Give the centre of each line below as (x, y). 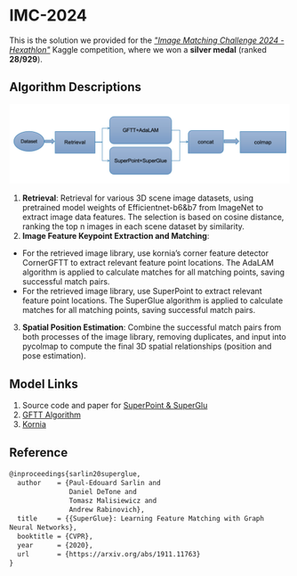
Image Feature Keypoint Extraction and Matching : (116, 236)
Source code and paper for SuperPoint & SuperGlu (115, 406)
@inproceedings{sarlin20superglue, (75, 474)
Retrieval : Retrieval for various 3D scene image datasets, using (138, 198)
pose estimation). (54, 356)
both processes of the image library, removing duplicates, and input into (154, 337)
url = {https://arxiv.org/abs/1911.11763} (109, 555)
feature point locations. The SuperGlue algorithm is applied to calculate (153, 300)
